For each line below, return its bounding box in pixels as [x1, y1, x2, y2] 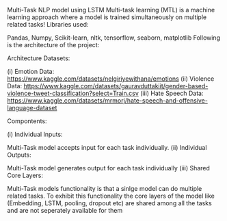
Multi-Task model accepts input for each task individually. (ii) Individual [7, 144, 207, 151]
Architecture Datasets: [7, 54, 70, 62]
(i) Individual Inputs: [7, 130, 63, 138]
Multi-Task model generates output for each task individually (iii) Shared [7, 164, 211, 172]
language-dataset [7, 104, 57, 112]
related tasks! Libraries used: [7, 21, 89, 28]
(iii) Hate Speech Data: [139, 89, 204, 97]
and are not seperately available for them [7, 207, 123, 214]
